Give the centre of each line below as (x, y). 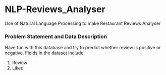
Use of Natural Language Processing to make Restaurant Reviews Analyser (83, 23)
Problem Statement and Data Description (56, 36)
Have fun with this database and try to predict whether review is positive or (83, 48)
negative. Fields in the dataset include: (45, 53)
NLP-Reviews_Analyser (55, 9)
